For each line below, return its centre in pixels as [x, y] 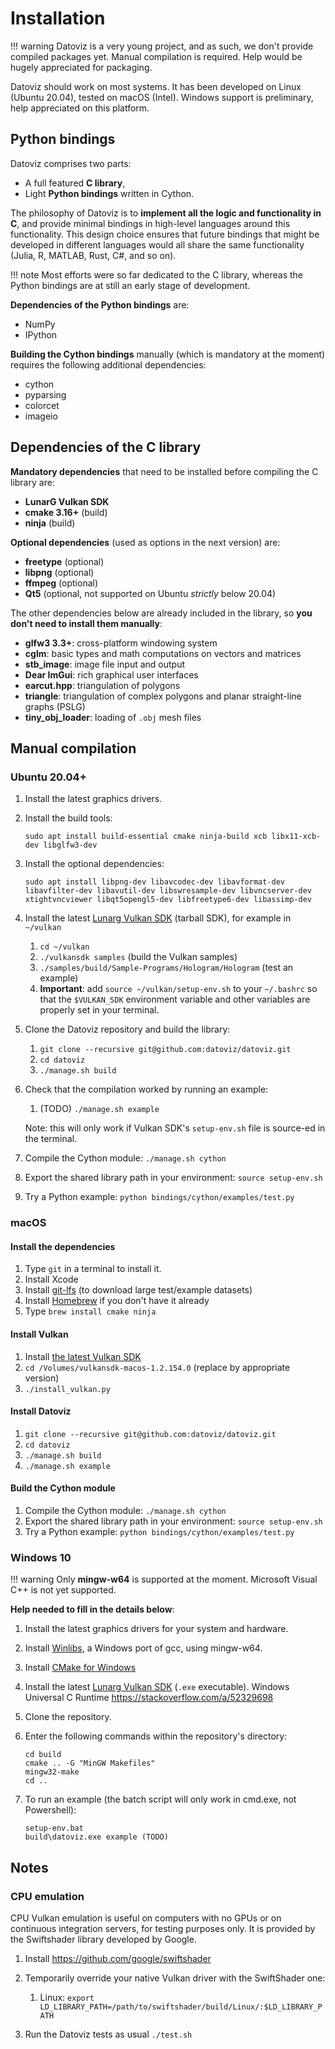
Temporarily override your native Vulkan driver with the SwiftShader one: [175, 1978]
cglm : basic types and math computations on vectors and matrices [163, 653]
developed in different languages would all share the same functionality [157, 244]
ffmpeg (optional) [61, 583]
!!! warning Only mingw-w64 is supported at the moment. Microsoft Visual [164, 1579]
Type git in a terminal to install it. [93, 1269]
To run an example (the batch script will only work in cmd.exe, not [160, 1799]
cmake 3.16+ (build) [66, 512]
